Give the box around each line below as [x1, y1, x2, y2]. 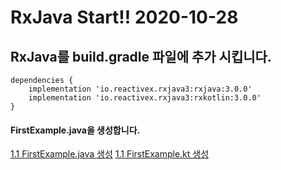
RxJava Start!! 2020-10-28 [10, 6, 239, 29]
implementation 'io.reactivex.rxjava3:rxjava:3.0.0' [28, 84, 253, 94]
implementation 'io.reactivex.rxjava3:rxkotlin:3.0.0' [28, 93, 262, 103]
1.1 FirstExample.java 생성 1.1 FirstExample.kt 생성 [10, 148, 210, 160]
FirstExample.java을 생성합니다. [10, 124, 141, 136]
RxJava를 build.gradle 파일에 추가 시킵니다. [10, 48, 272, 65]
